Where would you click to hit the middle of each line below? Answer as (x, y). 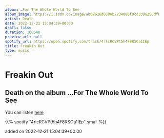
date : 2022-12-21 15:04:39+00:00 (39, 23)
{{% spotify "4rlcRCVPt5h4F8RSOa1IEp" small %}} (56, 122)
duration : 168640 (23, 32)
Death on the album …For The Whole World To (77, 93)
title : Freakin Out (25, 46)
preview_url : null (24, 37)
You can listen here (24, 112)
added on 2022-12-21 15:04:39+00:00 (43, 131)
